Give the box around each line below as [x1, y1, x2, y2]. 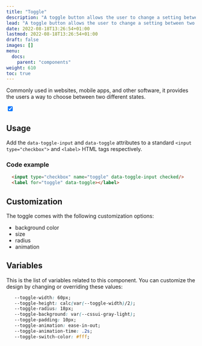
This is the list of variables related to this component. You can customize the [6, 276, 195, 283]
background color [14, 224, 60, 231]
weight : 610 [6, 64, 36, 71]
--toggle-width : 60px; [14, 294, 71, 301]
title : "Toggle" [6, 8, 47, 15]
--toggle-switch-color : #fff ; [14, 333, 90, 340]
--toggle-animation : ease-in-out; [14, 323, 101, 329]
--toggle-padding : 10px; [14, 317, 77, 323]
